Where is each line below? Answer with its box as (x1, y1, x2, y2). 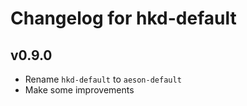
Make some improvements (24, 84, 135, 96)
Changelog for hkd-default (10, 7, 237, 30)
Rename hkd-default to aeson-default (24, 73, 182, 85)
